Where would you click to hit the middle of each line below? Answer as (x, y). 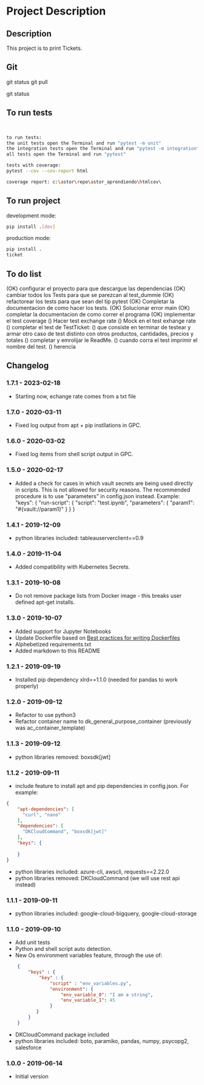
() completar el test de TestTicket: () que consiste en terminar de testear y (99, 327)
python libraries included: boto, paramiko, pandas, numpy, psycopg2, (102, 1041)
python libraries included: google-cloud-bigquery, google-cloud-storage (106, 913)
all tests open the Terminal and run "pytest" (66, 154)
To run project (33, 201)
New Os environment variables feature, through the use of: (89, 956)
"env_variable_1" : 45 (88, 1001)
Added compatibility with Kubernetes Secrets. (73, 567)
